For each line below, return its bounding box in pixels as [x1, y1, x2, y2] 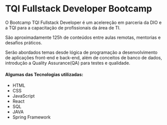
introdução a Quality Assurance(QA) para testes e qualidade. [5, 60, 130, 66]
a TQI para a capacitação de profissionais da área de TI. [5, 24, 121, 30]
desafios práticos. [5, 39, 42, 45]
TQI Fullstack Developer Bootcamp [5, 3, 152, 14]
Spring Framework [12, 114, 51, 120]
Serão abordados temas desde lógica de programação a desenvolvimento [5, 49, 157, 55]
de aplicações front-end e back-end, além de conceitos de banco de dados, [5, 54, 162, 60]
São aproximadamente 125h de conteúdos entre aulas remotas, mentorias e [5, 34, 161, 40]
